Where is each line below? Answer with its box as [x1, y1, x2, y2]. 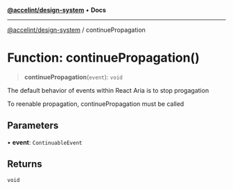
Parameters [7, 120, 59, 132]
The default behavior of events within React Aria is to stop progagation [7, 86, 209, 94]
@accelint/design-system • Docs [7, 6, 106, 14]
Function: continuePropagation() [7, 50, 200, 66]
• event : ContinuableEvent [7, 138, 83, 146]
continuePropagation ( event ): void [24, 73, 123, 81]
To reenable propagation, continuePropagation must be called [7, 100, 184, 108]
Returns [7, 159, 43, 170]
